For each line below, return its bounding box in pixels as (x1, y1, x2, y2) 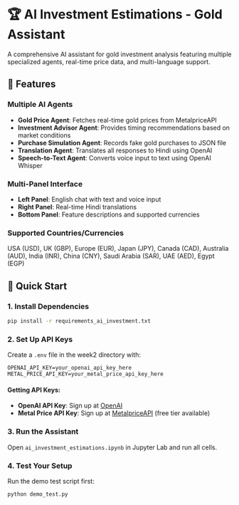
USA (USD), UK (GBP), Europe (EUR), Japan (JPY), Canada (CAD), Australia (7, 244, 229, 253)
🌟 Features (7, 78, 56, 90)
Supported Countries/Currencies (7, 228, 124, 238)
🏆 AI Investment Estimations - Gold (7, 6, 223, 23)
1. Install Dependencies (7, 301, 90, 311)
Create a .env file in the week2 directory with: (7, 350, 141, 359)
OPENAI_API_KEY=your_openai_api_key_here (7, 365, 132, 372)
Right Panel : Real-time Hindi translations (17, 202, 137, 211)
